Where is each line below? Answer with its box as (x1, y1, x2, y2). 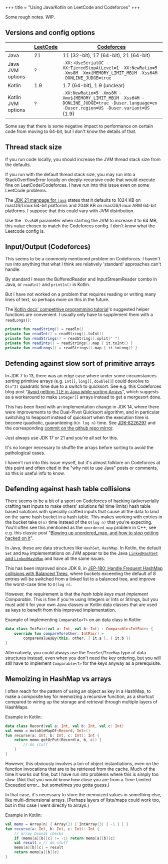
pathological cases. (5, 450, 45, 456)
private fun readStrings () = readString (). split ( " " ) (5, 336, 120, 341)
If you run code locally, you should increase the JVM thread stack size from (5, 156, 161, 162)
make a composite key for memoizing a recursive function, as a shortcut (5, 693, 154, 699)
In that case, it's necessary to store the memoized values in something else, (5, 791, 161, 797)
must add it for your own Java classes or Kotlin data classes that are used (5, 602, 157, 608)
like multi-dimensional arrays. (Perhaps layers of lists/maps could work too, (5, 797, 160, 803)
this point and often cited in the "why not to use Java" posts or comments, (5, 465, 158, 471)
